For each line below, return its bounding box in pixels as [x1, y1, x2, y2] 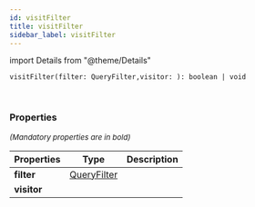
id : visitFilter [9, 13, 71, 23]
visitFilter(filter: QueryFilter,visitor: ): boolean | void [9, 73, 247, 82]
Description [126, 153, 179, 165]
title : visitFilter [9, 22, 84, 31]
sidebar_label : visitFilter [9, 30, 117, 39]
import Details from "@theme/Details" [9, 55, 152, 66]
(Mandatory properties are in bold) [9, 132, 131, 142]
